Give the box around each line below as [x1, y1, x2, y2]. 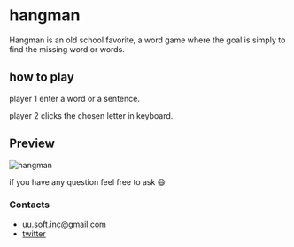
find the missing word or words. [9, 43, 126, 54]
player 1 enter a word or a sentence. [9, 93, 140, 104]
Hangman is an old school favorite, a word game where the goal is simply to [9, 35, 286, 45]
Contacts [9, 198, 50, 211]
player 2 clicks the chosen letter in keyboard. [9, 110, 174, 120]
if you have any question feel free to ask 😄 [9, 176, 166, 187]
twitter [21, 228, 46, 239]
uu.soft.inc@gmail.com [21, 219, 106, 229]
